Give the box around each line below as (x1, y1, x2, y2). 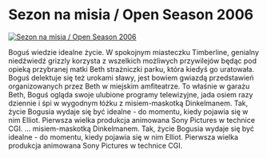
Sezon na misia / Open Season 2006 (8, 6, 254, 24)
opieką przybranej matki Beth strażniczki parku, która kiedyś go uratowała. (8, 64, 255, 73)
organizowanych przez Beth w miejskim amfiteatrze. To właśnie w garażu (8, 81, 250, 91)
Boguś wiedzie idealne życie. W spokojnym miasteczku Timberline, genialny (8, 47, 260, 57)
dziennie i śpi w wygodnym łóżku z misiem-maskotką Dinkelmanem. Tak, (8, 98, 249, 108)
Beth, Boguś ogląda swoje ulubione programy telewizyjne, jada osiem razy (8, 89, 253, 99)
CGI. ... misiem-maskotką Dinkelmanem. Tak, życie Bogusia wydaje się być (8, 124, 254, 133)
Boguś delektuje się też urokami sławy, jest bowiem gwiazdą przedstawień (8, 73, 254, 82)
